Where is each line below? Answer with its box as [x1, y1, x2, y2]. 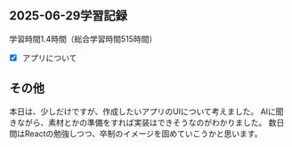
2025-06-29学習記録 [9, 8, 127, 24]
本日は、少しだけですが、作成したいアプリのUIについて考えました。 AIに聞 [9, 105, 284, 117]
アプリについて [21, 52, 77, 63]
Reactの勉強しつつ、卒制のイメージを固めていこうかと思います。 [24, 128, 263, 139]
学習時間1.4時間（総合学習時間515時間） [9, 34, 158, 44]
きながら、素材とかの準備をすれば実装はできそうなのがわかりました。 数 [9, 117, 277, 128]
